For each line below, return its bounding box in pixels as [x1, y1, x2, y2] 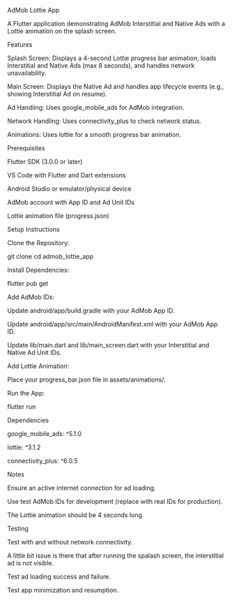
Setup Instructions [7, 225, 61, 233]
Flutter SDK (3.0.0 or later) [7, 157, 83, 166]
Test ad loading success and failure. [7, 572, 111, 581]
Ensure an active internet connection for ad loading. [7, 484, 156, 492]
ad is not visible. [7, 559, 54, 567]
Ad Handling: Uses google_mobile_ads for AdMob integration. [7, 103, 185, 111]
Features [7, 41, 33, 48]
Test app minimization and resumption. [7, 586, 119, 594]
